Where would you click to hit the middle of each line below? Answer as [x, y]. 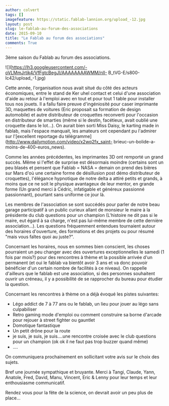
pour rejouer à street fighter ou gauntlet [54, 320]
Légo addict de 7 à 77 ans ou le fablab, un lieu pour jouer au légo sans [86, 304]
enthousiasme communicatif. [35, 383]
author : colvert [22, 10]
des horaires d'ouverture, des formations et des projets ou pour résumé [80, 231]
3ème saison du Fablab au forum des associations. [58, 57]
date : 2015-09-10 [23, 33]
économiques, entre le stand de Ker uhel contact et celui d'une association [83, 93]
